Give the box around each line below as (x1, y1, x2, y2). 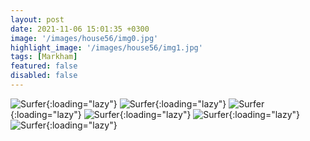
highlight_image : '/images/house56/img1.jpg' (10, 42, 203, 53)
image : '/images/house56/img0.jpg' (10, 33, 159, 43)
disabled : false (10, 71, 78, 81)
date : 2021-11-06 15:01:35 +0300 (10, 24, 150, 34)
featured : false (10, 61, 78, 71)
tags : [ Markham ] (10, 52, 78, 62)
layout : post (10, 14, 65, 25)
